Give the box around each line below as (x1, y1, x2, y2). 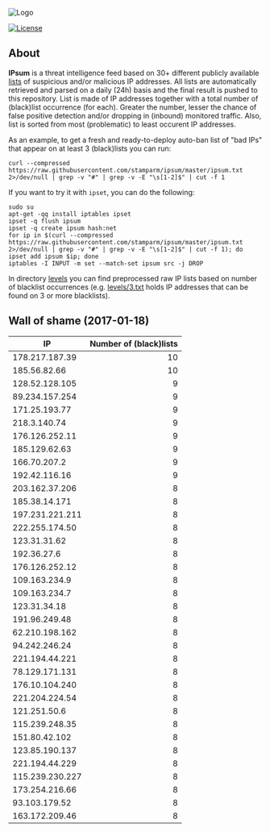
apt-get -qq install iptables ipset (8, 210, 131, 218)
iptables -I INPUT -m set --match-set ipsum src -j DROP (8, 259, 204, 268)
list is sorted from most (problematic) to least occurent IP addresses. (8, 119, 236, 129)
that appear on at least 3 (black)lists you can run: (8, 144, 172, 153)
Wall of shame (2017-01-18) (8, 314, 150, 328)
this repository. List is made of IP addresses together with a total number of (8, 94, 259, 103)
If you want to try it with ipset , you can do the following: (8, 187, 195, 197)
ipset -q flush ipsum (8, 217, 81, 225)
